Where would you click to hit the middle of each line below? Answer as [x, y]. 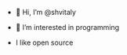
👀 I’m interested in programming [67, 27]
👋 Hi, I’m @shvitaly [46, 12]
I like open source [44, 42]
